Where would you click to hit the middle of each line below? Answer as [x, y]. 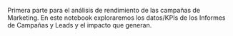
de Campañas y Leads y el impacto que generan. [80, 25]
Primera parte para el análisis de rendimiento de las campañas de [104, 10]
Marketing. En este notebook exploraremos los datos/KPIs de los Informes [117, 18]
